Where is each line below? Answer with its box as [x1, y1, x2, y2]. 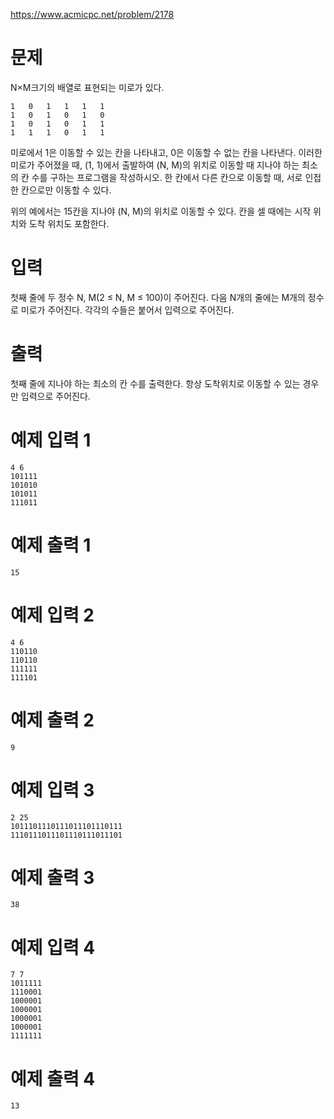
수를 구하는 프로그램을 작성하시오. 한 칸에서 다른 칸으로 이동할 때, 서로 [31, 171, 303, 183]
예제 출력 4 [10, 1067, 96, 1090]
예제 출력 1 [10, 534, 92, 556]
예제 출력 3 [10, 866, 95, 889]
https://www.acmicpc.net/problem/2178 [10, 9, 175, 20]
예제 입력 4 [10, 936, 96, 959]
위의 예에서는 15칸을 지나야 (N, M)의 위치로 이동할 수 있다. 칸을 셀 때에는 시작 [10, 205, 312, 217]
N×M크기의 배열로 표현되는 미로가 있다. [10, 81, 165, 93]
